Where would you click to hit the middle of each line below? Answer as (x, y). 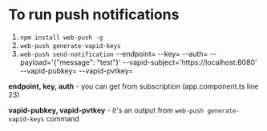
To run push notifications (94, 15)
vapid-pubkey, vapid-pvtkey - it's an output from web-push (106, 110)
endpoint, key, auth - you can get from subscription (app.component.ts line (133, 86)
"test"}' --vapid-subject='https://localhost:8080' (177, 62)
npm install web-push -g (61, 38)
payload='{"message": (57, 62)
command (63, 118)
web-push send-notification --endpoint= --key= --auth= (114, 54)
